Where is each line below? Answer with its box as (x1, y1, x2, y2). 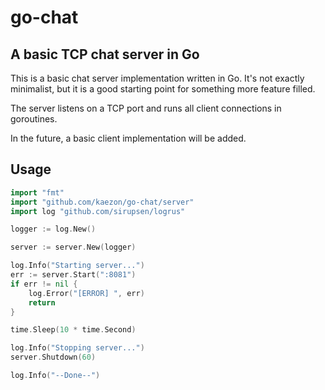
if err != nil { (10, 279, 78, 289)
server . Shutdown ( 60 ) (10, 352, 97, 363)
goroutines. (10, 113, 58, 125)
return (28, 297, 56, 308)
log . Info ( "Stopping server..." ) (10, 343, 145, 353)
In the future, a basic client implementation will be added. (10, 132, 247, 144)
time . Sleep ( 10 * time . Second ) (10, 325, 137, 335)
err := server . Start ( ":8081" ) (10, 270, 137, 280)
